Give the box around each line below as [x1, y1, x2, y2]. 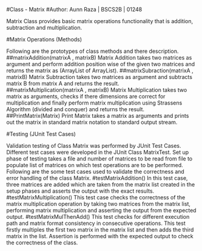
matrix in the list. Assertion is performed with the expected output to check [6, 233, 194, 239]
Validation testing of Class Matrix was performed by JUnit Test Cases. [6, 142, 181, 149]
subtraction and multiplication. [6, 24, 82, 31]
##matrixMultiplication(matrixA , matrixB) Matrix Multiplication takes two [6, 86, 187, 94]
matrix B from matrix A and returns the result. [6, 80, 120, 87]
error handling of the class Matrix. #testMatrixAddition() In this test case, [6, 174, 188, 182]
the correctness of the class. [6, 239, 78, 246]
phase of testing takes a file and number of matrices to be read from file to [6, 155, 193, 162]
